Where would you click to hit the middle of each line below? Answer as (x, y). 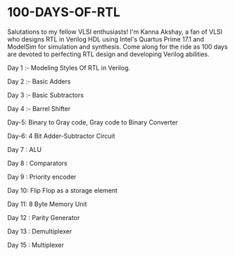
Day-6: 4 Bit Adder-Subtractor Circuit (61, 136)
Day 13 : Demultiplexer (40, 231)
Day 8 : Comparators (38, 163)
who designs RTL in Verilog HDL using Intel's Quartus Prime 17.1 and (106, 39)
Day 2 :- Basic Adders (39, 81)
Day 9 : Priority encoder (42, 177)
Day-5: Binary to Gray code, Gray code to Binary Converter (93, 122)
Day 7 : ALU (25, 149)
